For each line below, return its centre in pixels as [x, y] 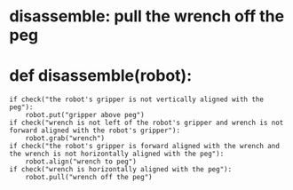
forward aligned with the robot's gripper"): [95, 131]
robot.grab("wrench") [65, 139]
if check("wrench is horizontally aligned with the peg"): [121, 170]
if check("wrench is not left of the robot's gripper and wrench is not [146, 123]
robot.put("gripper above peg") [85, 115]
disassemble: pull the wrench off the [147, 16]
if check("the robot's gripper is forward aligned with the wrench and [144, 146]
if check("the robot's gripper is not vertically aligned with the [137, 99]
